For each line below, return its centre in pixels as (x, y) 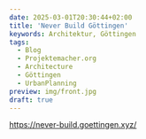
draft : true (31, 100)
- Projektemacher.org (57, 58)
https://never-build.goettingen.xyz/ (73, 125)
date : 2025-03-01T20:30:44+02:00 (71, 17)
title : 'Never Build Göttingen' (69, 26)
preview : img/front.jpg (53, 91)
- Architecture (45, 67)
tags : (19, 42)
